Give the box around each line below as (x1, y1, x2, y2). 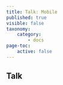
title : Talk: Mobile (6, 8, 58, 15)
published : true (6, 15, 47, 21)
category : (17, 32, 42, 38)
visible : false (6, 20, 44, 26)
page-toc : (6, 43, 31, 49)
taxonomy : (6, 25, 31, 32)
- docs (28, 37, 44, 43)
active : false (17, 49, 52, 55)
